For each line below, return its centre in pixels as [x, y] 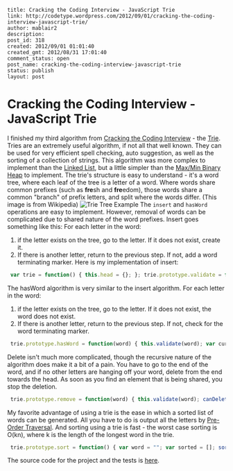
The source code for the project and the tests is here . [83, 461]
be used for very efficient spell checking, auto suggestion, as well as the [111, 153]
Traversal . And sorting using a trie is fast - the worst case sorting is [121, 427]
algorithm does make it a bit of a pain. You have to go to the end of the [108, 364]
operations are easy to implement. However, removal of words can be [106, 212]
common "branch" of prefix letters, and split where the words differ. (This [112, 197]
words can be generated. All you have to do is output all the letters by [106, 420]
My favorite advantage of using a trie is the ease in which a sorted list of [110, 412]
